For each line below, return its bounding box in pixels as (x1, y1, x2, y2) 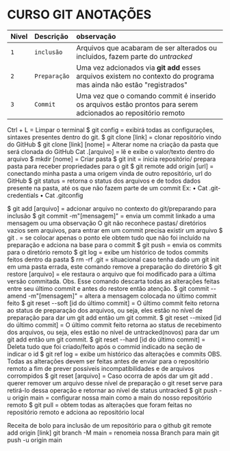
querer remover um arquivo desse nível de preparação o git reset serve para (7, 378, 222, 387)
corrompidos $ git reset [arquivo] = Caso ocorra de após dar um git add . (7, 372, 214, 380)
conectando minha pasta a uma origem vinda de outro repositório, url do (7, 169, 212, 177)
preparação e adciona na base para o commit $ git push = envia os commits (7, 240, 222, 249)
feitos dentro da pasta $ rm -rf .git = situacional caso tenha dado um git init (7, 255, 219, 263)
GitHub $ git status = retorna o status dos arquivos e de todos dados (7, 177, 201, 185)
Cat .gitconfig (44, 191, 84, 199)
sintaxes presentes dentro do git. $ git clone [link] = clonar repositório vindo (7, 133, 222, 141)
